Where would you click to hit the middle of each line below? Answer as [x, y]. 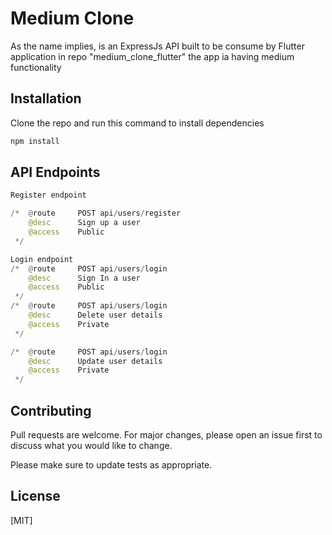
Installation [46, 98]
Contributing [51, 410]
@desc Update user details [95, 361]
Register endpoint [48, 195]
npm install [35, 141]
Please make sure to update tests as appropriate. [111, 465]
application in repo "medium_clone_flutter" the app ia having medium [152, 56]
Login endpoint [42, 259]
